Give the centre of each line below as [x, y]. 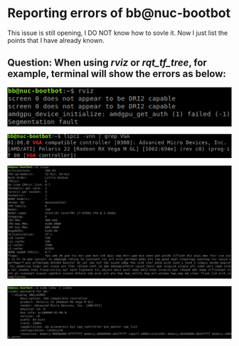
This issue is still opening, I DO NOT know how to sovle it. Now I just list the [118, 33]
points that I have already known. [56, 40]
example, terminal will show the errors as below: [117, 74]
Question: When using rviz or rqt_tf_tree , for [107, 63]
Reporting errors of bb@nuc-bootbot [119, 13]
